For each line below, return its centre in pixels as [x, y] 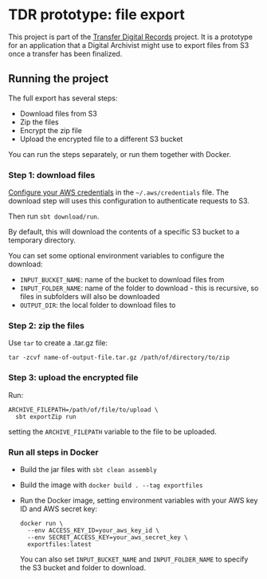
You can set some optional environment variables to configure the [116, 256]
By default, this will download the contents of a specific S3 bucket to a [124, 232]
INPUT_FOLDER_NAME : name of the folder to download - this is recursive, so [139, 288]
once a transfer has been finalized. [65, 53]
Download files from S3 [58, 113]
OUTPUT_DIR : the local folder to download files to [98, 305]
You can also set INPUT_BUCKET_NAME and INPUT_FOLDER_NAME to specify [134, 559]
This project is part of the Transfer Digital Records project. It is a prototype [131, 37]
